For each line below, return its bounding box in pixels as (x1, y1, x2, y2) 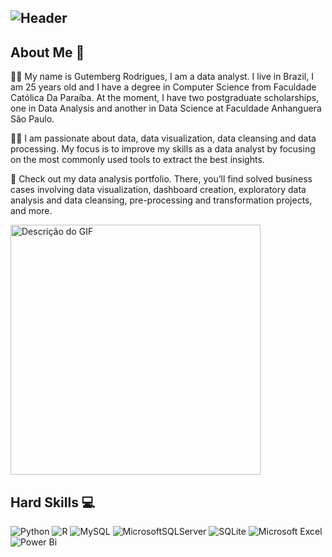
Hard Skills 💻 (10, 494, 96, 511)
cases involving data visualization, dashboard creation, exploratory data (10, 184, 307, 196)
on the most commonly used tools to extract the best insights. (10, 154, 265, 166)
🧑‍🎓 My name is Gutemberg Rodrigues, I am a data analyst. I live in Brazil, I (10, 71, 314, 83)
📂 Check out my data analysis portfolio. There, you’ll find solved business (10, 173, 313, 185)
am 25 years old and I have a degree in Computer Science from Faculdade (10, 81, 317, 93)
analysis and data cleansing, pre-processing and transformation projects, (10, 194, 313, 206)
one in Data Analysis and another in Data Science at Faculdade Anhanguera (10, 102, 322, 115)
